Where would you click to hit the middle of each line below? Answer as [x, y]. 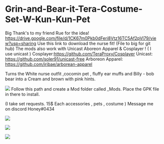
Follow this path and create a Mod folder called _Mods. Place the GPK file [85, 89]
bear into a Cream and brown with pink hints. [50, 79]
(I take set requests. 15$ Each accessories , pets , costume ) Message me [79, 103]
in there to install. [23, 94]
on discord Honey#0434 [30, 109]
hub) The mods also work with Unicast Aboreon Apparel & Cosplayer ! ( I [78, 48]
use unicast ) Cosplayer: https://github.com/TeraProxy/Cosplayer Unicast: [79, 54]
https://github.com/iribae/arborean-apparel [49, 64]
